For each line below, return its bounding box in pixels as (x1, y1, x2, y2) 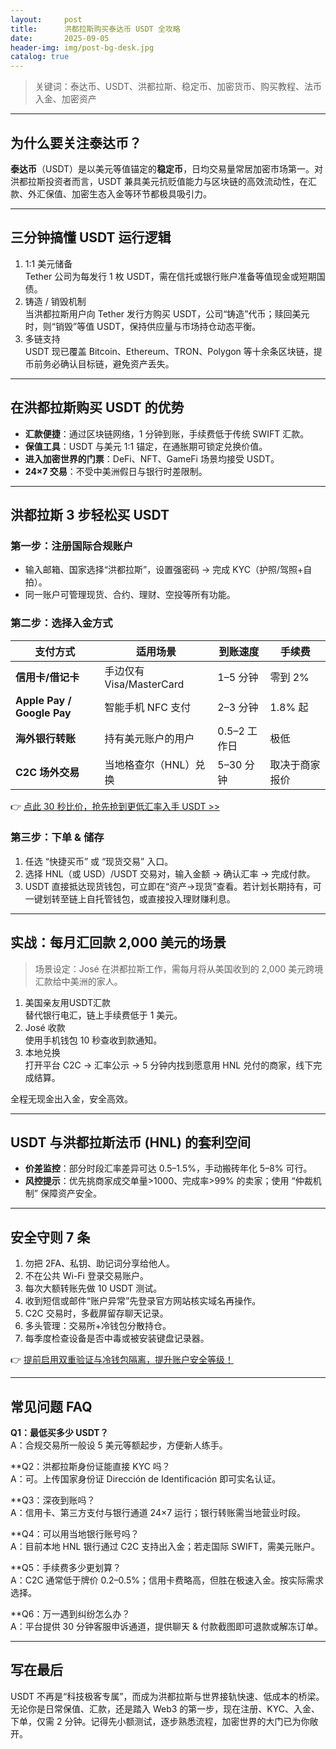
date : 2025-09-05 (10, 33, 110, 43)
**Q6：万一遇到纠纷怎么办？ (10, 1608, 131, 1620)
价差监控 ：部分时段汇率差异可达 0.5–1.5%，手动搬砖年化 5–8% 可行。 (24, 1162, 313, 1175)
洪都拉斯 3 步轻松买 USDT (10, 506, 170, 523)
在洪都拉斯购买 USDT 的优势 (10, 399, 185, 416)
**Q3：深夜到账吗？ (10, 1494, 96, 1506)
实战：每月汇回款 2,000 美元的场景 (10, 934, 227, 951)
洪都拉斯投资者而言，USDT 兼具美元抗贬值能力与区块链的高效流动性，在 (10, 175, 309, 187)
